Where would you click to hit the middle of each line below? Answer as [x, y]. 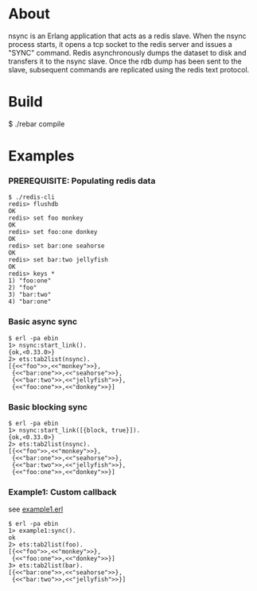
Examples [41, 156]
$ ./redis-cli [32, 197]
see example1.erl [36, 509]
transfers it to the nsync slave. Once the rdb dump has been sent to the [125, 61]
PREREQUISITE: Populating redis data [82, 181]
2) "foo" [23, 288]
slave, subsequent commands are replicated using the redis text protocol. [129, 69]
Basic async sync [43, 321]
